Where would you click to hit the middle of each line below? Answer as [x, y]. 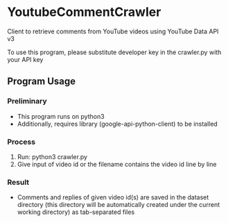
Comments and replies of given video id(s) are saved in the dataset [113, 197]
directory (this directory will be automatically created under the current [119, 205]
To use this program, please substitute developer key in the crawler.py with [114, 52]
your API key [25, 59]
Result [18, 182]
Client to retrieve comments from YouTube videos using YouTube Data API [113, 31]
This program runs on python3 [61, 116]
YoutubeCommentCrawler [84, 12]
